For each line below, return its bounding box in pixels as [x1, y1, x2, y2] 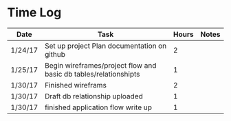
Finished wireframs [44, 80, 107, 90]
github [44, 49, 66, 59]
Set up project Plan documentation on [44, 41, 167, 51]
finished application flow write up [44, 103, 153, 112]
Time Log [7, 5, 62, 21]
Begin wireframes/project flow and [44, 60, 157, 70]
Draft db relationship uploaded [44, 91, 143, 100]
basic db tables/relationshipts [44, 69, 140, 79]
